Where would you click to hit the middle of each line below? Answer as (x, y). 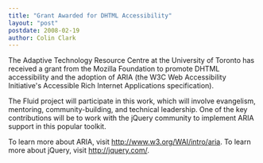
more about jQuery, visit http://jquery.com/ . (79, 150)
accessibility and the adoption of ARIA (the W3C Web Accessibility (117, 77)
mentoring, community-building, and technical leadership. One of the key (128, 110)
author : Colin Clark (43, 38)
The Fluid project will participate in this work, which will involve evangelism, (132, 101)
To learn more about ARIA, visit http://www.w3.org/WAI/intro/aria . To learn (130, 142)
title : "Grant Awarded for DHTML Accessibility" (90, 16)
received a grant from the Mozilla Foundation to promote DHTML (114, 69)
